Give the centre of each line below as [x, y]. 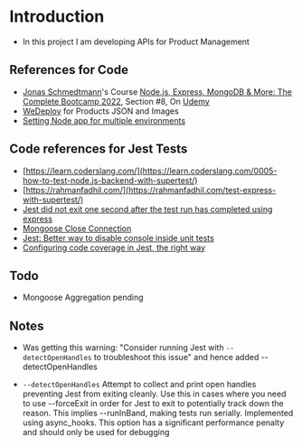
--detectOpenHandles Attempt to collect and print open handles [139, 385]
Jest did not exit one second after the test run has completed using [147, 209]
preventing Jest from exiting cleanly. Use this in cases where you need [154, 394]
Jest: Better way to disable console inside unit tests [118, 237]
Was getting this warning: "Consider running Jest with [123, 348]
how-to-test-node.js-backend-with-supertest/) [110, 180]
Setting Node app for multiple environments [104, 120]
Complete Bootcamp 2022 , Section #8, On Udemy [116, 101]
